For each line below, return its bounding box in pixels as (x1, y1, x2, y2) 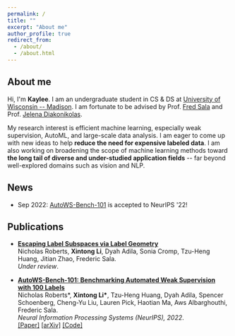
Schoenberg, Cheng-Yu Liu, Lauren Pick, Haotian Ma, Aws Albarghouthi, (17, 299, 228, 307)
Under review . (17, 262, 59, 271)
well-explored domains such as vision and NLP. (7, 161, 145, 170)
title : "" (7, 17, 37, 24)
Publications (7, 221, 64, 233)
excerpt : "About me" (7, 23, 68, 30)
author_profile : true (7, 30, 71, 37)
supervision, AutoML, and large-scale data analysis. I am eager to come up (7, 131, 226, 139)
